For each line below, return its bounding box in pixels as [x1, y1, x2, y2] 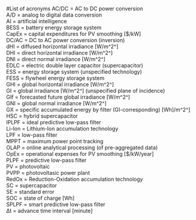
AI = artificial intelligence [6, 18, 67, 24]
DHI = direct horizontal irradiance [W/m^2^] [6, 49, 113, 56]
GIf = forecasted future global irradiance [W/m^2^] [6, 93, 130, 100]
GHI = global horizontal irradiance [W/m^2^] [6, 81, 114, 88]
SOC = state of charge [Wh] [6, 194, 75, 202]
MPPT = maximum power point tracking [6, 138, 104, 144]
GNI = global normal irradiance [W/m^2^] [6, 100, 107, 106]
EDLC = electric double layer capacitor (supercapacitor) [6, 62, 144, 69]
